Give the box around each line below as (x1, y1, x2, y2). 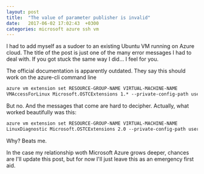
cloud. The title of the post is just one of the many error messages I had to (6, 49, 192, 57)
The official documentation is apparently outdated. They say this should (6, 68, 186, 75)
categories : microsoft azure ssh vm (6, 26, 99, 32)
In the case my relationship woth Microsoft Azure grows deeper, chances (6, 148, 189, 156)
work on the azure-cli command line (6, 74, 97, 81)
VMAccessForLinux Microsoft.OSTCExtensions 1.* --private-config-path (6, 91, 189, 97)
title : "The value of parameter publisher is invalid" (6, 15, 151, 21)
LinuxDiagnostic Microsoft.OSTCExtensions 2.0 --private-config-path (6, 126, 186, 132)
